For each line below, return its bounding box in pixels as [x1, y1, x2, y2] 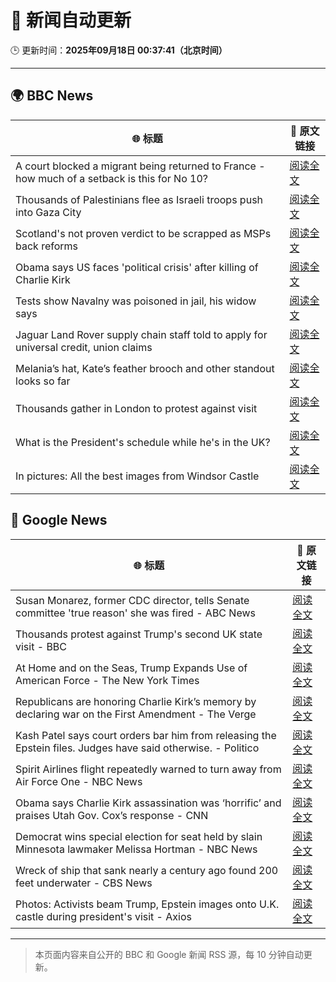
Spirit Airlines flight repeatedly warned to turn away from [15, 762, 282, 776]
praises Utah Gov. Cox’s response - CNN [15, 808, 209, 822]
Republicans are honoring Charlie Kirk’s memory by [15, 694, 257, 708]
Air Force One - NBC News [15, 774, 143, 788]
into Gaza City [15, 205, 82, 219]
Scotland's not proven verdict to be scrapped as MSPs [15, 226, 272, 240]
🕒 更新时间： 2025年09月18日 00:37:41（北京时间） [10, 44, 228, 56]
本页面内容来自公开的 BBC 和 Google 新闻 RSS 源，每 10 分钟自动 [34, 948, 304, 960]
